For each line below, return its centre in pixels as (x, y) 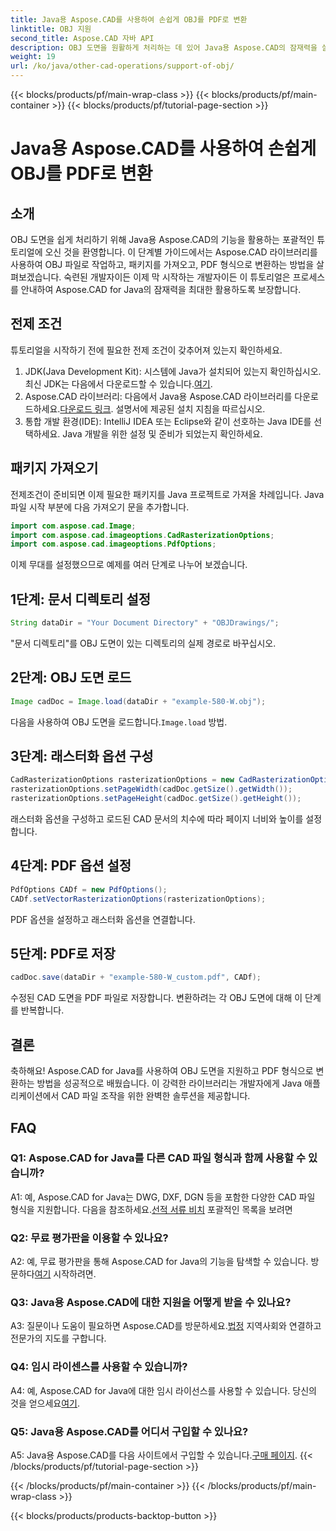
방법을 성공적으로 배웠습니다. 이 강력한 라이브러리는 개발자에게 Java (169, 1083)
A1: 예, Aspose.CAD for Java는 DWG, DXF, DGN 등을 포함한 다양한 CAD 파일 (163, 1197)
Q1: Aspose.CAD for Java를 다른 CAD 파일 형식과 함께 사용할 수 (158, 1158)
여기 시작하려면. (65, 1274)
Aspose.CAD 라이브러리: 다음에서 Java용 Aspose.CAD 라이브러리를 (158, 396)
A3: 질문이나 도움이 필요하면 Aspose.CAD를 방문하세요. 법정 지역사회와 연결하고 (166, 1326)
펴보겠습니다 (35, 277)
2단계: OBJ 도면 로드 (71, 677)
